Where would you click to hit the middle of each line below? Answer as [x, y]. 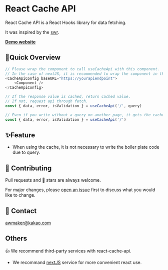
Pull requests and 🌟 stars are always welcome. [53, 180]
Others [16, 238]
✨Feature [20, 135]
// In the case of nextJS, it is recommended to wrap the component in [81, 74]
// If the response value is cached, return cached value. [68, 97]
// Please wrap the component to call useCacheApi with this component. [82, 69]
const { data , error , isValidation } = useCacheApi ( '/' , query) [73, 106]
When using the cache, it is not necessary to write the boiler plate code [86, 147]
